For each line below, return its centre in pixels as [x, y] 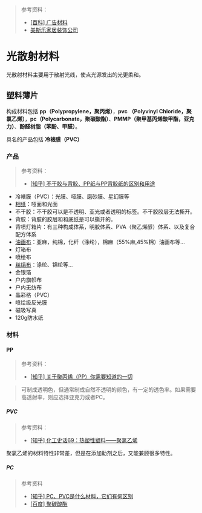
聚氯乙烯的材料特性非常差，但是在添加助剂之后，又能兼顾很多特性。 [91, 453]
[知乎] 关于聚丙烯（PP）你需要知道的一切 [81, 377]
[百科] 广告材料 [49, 22]
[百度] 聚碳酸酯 [49, 504]
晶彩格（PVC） [34, 295]
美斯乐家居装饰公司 [54, 30]
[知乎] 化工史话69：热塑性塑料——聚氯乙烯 [84, 440]
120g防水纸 [29, 318]
